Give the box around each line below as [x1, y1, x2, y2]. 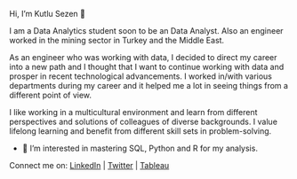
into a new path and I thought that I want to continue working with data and [9, 62, 285, 72]
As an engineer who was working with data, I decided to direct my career [9, 52, 277, 62]
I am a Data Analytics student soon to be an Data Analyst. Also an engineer [9, 26, 284, 35]
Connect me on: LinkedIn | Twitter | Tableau [9, 160, 170, 170]
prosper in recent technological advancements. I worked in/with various [9, 71, 273, 82]
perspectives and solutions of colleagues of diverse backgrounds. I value [9, 116, 278, 127]
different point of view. [9, 89, 92, 100]
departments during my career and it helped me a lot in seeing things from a [9, 81, 289, 90]
